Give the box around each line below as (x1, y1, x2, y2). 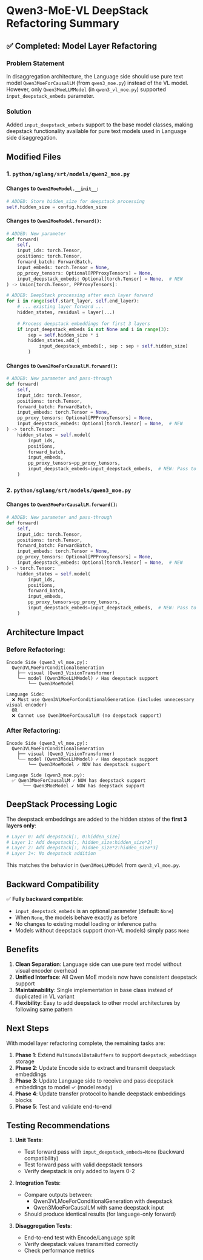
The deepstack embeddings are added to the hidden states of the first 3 (6, 815, 187, 823)
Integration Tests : (15, 1179, 61, 1186)
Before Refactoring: (6, 645, 65, 654)
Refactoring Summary (6, 16, 119, 30)
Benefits (6, 944, 39, 954)
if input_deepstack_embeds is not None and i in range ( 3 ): (17, 326, 170, 332)
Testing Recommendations (6, 1120, 110, 1131)
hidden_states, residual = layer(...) (17, 309, 115, 316)
